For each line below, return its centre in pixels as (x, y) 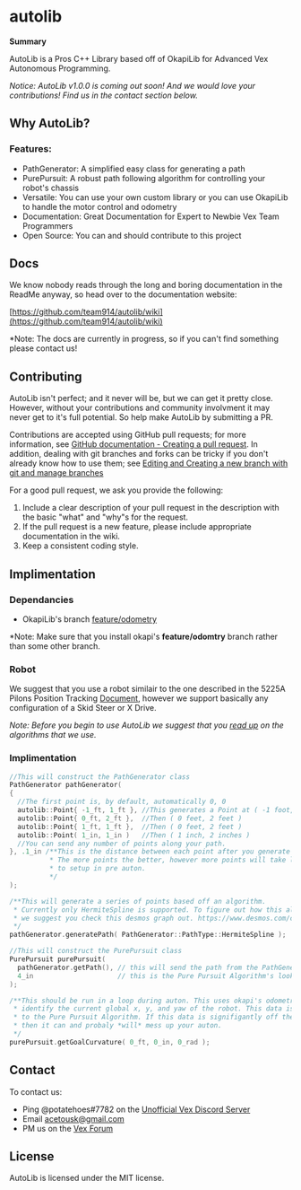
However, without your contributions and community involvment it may (140, 408)
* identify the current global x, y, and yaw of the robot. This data (147, 1009)
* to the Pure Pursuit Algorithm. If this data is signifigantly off (146, 1017)
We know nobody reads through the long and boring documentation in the (146, 285)
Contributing (46, 376)
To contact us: (36, 1091)
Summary (28, 41)
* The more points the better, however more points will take (168, 860)
